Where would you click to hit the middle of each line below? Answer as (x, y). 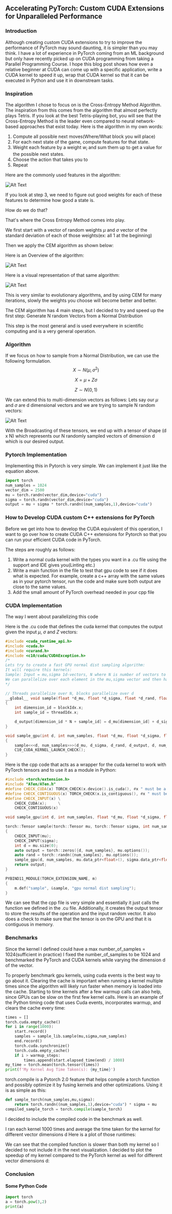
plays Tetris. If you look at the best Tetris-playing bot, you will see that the (83, 115)
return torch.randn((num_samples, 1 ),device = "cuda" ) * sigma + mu (86, 1105)
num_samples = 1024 (26, 485)
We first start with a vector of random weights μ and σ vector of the (76, 230)
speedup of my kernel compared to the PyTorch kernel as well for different (84, 1155)
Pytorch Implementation (36, 455)
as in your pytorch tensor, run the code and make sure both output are (87, 581)
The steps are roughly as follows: (40, 549)
